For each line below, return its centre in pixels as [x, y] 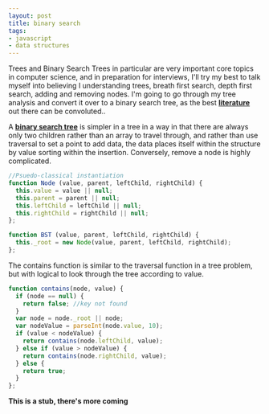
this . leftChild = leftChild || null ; [79, 206]
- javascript [30, 38]
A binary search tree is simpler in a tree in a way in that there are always [128, 127]
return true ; [45, 371]
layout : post [30, 16]
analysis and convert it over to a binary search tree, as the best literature [129, 103]
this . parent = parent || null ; [68, 198]
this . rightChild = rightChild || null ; [82, 213]
